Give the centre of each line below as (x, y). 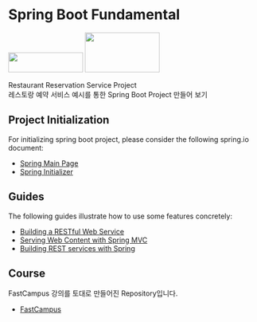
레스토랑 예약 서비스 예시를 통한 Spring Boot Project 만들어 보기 (108, 94)
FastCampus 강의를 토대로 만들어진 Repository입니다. (93, 293)
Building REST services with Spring (77, 248)
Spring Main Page (49, 163)
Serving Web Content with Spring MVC (84, 240)
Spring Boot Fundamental (94, 15)
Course (27, 273)
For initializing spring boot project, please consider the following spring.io (128, 139)
